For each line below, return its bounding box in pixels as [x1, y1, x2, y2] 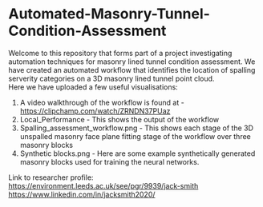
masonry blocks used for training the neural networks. [19, 157, 200, 166]
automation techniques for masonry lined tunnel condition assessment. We [8, 57, 256, 66]
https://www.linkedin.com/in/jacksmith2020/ [8, 189, 156, 199]
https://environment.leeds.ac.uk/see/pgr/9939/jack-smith [8, 181, 199, 190]
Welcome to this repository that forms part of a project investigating [8, 48, 233, 58]
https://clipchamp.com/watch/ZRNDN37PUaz [19, 105, 171, 116]
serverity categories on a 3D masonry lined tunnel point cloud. [8, 74, 215, 83]
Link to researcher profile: [8, 173, 94, 182]
